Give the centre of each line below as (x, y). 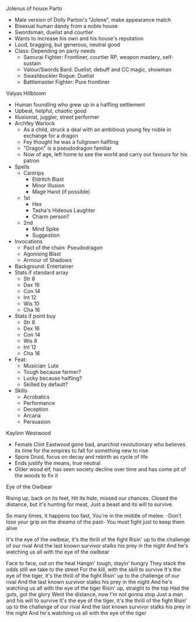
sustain (32, 63)
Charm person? (51, 217)
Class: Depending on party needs (55, 51)
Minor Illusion (48, 185)
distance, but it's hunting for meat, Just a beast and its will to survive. (90, 504)
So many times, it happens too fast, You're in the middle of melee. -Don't (94, 516)
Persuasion (37, 422)
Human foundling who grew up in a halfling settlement (80, 104)
